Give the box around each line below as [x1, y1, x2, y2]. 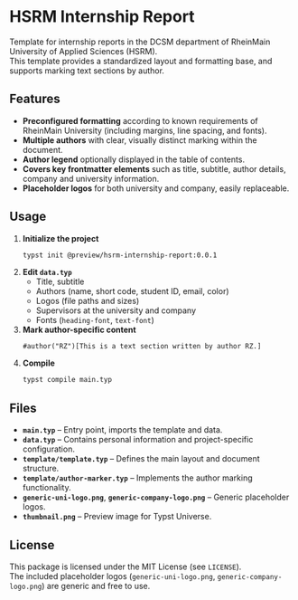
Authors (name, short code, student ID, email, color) [35, 286, 229, 297]
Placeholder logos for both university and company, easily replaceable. [22, 183, 290, 194]
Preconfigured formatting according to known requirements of [22, 115, 259, 126]
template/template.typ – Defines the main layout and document [22, 453, 260, 464]
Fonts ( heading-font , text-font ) [35, 315, 155, 326]
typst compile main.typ [22, 376, 113, 385]
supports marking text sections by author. [9, 65, 165, 76]
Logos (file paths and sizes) [35, 296, 140, 307]
